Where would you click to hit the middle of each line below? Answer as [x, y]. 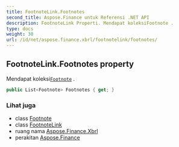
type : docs [20, 29]
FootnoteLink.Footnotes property [70, 64]
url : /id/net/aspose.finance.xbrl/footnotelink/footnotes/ [82, 40]
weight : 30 [20, 34]
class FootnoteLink [38, 125]
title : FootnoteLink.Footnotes [46, 12]
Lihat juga [21, 105]
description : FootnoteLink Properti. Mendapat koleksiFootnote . [90, 23]
